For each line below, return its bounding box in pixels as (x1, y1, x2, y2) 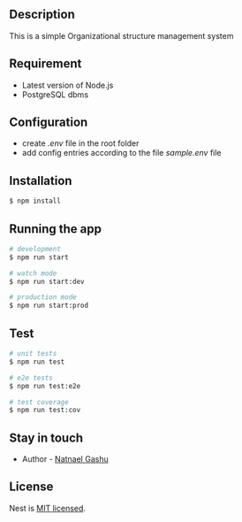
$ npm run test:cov (9, 406, 81, 415)
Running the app (9, 221, 102, 236)
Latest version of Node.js (21, 80, 114, 90)
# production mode (9, 293, 77, 302)
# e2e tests (9, 373, 53, 382)
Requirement (9, 57, 82, 72)
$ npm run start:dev (9, 277, 86, 286)
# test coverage (9, 397, 69, 406)
